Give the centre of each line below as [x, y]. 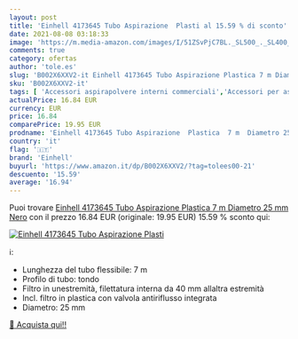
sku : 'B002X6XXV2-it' [49, 83]
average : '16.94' [41, 183]
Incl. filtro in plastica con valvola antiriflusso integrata [119, 298]
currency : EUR [35, 108]
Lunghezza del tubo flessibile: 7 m [85, 270]
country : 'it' [35, 141]
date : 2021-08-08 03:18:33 [59, 34]
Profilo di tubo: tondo [61, 280]
